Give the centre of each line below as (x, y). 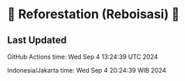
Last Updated (37, 40)
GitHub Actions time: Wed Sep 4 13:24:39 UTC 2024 (83, 57)
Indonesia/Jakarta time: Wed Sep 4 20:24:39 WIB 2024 (87, 70)
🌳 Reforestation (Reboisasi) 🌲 (94, 14)
